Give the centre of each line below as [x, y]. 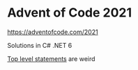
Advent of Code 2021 [70, 13]
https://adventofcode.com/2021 [53, 32]
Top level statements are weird [51, 59]
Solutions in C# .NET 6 [40, 45]
